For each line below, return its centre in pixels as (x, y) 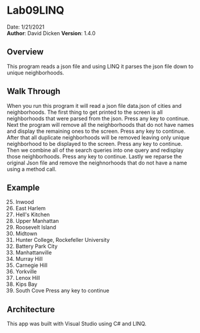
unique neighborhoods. (36, 73)
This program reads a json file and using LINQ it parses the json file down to (100, 66)
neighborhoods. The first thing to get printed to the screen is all (85, 112)
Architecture (31, 309)
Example (23, 187)
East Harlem (30, 208)
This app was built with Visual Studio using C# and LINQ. (77, 324)
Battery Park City (36, 246)
